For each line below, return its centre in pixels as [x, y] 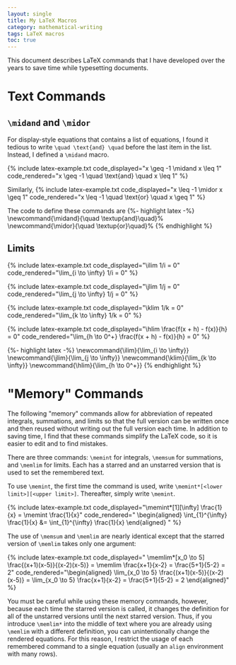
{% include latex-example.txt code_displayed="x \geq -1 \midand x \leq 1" [115, 169]
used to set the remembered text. [56, 472]
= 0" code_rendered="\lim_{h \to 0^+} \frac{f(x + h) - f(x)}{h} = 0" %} [109, 336]
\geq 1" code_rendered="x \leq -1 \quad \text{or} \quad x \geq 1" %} [107, 197]
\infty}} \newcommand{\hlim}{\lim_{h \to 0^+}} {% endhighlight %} [104, 365]
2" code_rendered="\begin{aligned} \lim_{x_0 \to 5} [82, 572]
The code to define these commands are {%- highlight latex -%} [101, 211]
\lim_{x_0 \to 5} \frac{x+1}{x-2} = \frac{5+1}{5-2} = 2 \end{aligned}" [130, 580]
